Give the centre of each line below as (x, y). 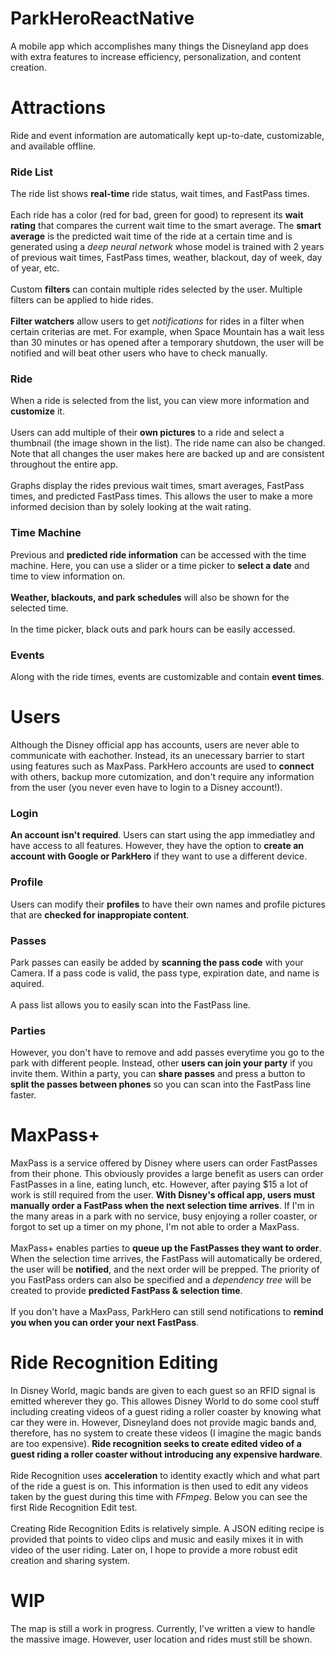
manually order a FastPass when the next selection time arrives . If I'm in (162, 1206)
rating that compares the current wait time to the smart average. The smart (166, 226)
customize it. (37, 411)
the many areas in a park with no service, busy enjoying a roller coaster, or (164, 1216)
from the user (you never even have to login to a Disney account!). (146, 787)
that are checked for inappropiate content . (100, 914)
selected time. (39, 608)
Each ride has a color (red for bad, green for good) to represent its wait (157, 215)
